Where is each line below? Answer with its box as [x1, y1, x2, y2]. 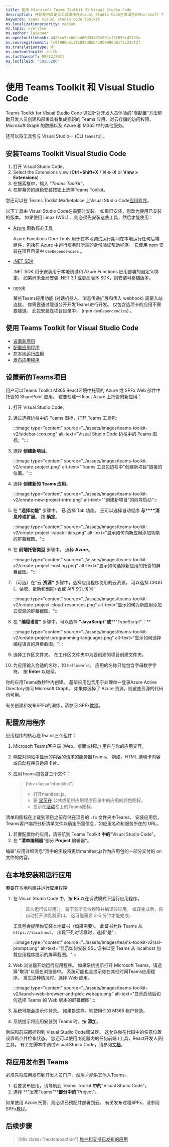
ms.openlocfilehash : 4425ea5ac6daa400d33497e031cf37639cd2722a [6, 36, 141, 41]
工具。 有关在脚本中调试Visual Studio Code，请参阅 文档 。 [6, 1042, 126, 1048]
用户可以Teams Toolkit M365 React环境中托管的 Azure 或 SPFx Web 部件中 [6, 387, 161, 393]
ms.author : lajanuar [6, 31, 49, 36]
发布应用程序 [13, 357, 40, 363]
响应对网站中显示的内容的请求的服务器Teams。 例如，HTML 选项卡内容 [13, 754, 161, 760]
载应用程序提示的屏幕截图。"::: [13, 951, 77, 958]
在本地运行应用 [13, 351, 44, 357]
